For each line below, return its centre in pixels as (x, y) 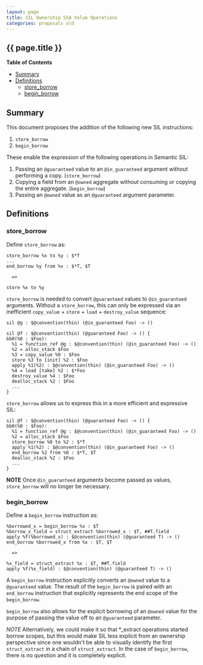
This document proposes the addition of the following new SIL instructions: (100, 127)
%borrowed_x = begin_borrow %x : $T (52, 526)
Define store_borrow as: (36, 244)
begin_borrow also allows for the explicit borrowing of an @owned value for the (102, 611)
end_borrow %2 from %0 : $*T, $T (54, 452)
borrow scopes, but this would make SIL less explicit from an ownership (96, 636)
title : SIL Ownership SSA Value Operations (62, 18)
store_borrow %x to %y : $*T (43, 256)
